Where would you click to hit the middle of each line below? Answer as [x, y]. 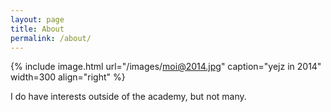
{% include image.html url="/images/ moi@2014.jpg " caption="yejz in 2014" [166, 67]
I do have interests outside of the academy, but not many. [128, 97]
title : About [37, 29]
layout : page [37, 19]
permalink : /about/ [51, 38]
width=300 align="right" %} [68, 77]
